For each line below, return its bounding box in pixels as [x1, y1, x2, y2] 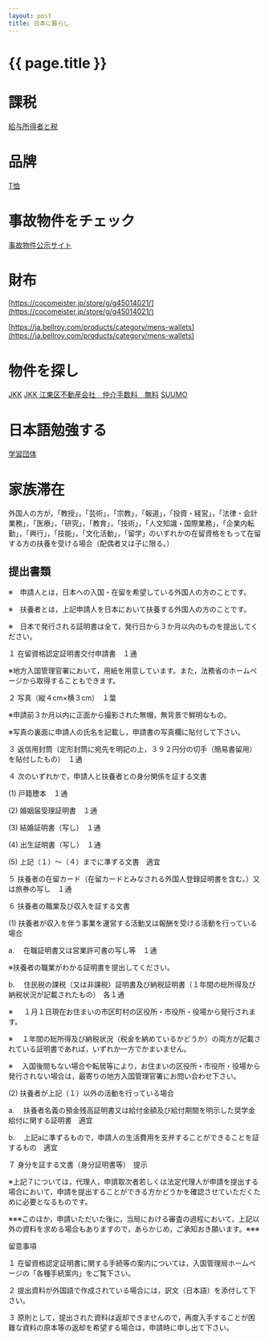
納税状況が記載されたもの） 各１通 [8, 990, 124, 1000]
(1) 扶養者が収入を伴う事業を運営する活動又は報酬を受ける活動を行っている [8, 918, 258, 928]
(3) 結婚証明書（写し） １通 [8, 823, 101, 833]
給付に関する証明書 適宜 [8, 1115, 93, 1125]
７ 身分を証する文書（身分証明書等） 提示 [8, 1160, 148, 1169]
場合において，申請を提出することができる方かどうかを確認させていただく [8, 1187, 255, 1197]
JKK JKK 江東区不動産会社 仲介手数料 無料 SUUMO [8, 390, 188, 399]
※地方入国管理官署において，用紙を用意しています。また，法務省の [8, 666, 230, 676]
